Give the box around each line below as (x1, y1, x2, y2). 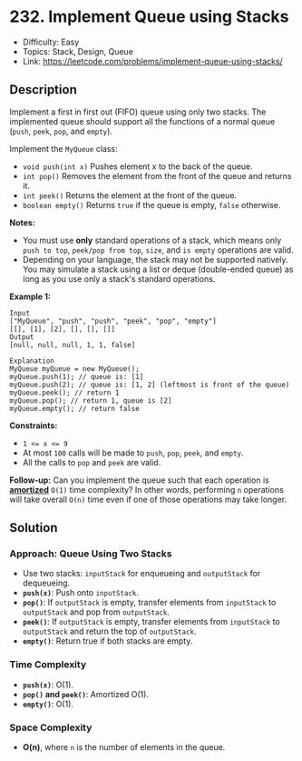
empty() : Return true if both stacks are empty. (22, 636, 193, 646)
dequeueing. (22, 577, 71, 588)
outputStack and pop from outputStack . (22, 606, 170, 617)
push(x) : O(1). (22, 679, 74, 690)
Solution (9, 520, 58, 536)
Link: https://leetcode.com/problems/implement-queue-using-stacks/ (22, 55, 283, 66)
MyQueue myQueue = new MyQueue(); (9, 364, 141, 374)
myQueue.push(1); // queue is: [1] (9, 372, 144, 381)
